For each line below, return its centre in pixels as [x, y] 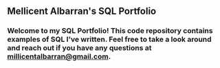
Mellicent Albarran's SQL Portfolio [82, 11]
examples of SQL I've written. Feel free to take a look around [109, 39]
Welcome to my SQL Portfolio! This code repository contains [110, 31]
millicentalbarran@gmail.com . [59, 56]
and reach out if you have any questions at [79, 48]
